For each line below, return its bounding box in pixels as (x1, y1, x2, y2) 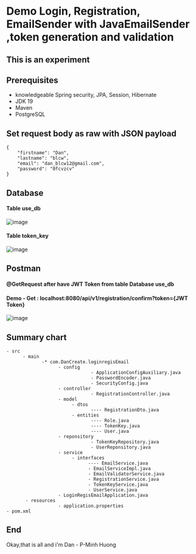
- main (22, 353, 40, 360)
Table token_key (6, 232, 49, 240)
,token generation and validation (6, 30, 174, 44)
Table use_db (6, 205, 41, 212)
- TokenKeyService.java (88, 481, 149, 488)
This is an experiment (6, 54, 90, 65)
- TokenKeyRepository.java (90, 439, 159, 445)
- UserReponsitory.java (90, 444, 151, 450)
